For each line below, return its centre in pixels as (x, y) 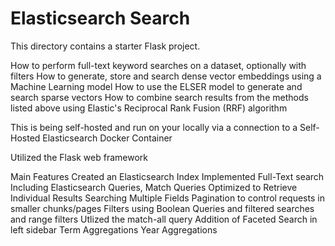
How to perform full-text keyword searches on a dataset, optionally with (158, 65)
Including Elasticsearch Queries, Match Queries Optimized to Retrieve (154, 187)
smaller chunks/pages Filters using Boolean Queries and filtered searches (162, 208)
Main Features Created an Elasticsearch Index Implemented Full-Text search (167, 176)
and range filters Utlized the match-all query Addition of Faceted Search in (164, 219)
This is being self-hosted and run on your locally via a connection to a (154, 127)
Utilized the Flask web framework (79, 157)
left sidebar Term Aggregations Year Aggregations (114, 229)
